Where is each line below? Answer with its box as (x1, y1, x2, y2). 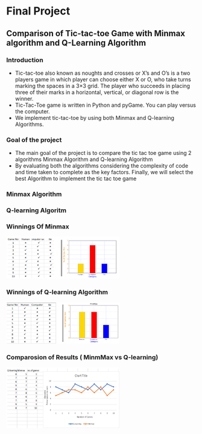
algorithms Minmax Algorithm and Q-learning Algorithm (14, 156, 153, 163)
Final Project (6, 4, 71, 18)
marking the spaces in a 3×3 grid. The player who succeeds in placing (14, 82, 191, 89)
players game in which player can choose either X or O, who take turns (14, 75, 191, 83)
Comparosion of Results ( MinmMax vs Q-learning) (6, 353, 159, 362)
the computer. (14, 107, 50, 115)
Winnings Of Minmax (6, 222, 69, 230)
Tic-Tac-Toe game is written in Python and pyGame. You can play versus (14, 101, 196, 108)
